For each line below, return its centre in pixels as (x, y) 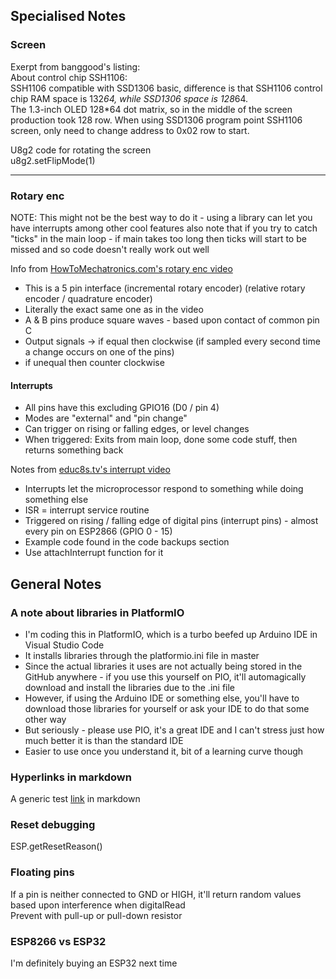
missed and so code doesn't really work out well (110, 249)
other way (45, 719)
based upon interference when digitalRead (98, 905)
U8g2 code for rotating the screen (81, 150)
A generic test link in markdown (75, 799)
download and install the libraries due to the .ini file (130, 687)
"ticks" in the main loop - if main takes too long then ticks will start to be (158, 238)
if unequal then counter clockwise (94, 362)
